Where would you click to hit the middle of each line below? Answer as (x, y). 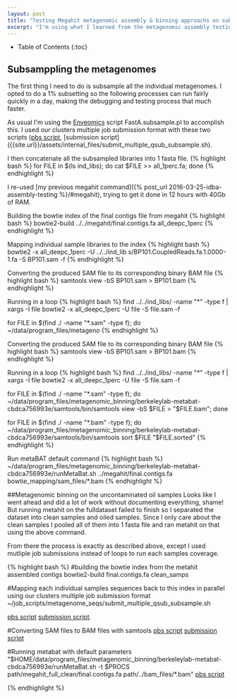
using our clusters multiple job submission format (79, 596)
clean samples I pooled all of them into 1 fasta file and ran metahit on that (114, 525)
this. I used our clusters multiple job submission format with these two (109, 130)
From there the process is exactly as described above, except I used (107, 546)
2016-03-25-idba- (195, 187)
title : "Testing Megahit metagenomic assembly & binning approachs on (113, 20)
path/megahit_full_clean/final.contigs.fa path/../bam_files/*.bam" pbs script (116, 674)
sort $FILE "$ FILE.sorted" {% (164, 437)
